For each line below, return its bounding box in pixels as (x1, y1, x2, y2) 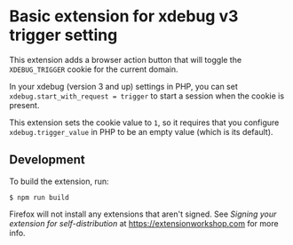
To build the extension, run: (9, 176, 109, 186)
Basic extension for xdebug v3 (9, 6, 239, 27)
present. (9, 99, 40, 110)
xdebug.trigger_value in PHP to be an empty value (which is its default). (9, 126, 273, 137)
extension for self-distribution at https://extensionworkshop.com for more (9, 217, 279, 228)
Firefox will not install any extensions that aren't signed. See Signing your (9, 209, 277, 219)
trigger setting (9, 25, 118, 45)
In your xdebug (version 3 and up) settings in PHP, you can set (9, 81, 238, 91)
